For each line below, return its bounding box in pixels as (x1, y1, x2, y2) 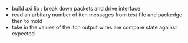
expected (11, 30, 35, 37)
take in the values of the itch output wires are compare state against (11, 24, 177, 31)
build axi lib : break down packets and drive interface (11, 5, 141, 12)
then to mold (11, 18, 43, 24)
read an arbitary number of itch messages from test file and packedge (11, 11, 183, 18)
